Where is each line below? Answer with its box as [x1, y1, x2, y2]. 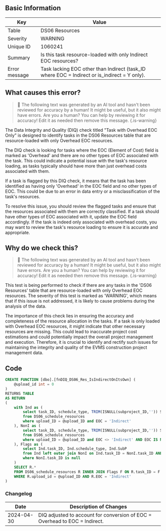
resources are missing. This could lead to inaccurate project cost [5, 329, 137, 335]
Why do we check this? [5, 244, 78, 252]
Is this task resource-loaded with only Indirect [40, 51, 148, 58]
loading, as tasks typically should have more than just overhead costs [5, 163, 147, 169]
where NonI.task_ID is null [23, 456, 81, 461]
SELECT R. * [14, 465, 37, 470]
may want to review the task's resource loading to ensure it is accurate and [5, 224, 158, 230]
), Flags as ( [14, 442, 43, 447]
